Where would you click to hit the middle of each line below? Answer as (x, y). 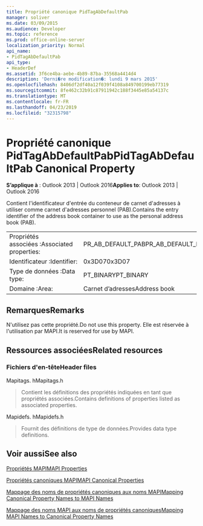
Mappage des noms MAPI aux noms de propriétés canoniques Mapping (95, 510)
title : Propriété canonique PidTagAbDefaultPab (67, 12)
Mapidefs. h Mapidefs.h (35, 417)
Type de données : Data (42, 271)
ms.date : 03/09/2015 (32, 23)
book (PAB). (21, 223)
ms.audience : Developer (36, 29)
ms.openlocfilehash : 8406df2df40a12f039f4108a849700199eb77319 (88, 85)
